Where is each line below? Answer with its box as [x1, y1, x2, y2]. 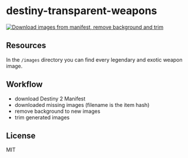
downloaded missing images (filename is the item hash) [14, 101, 150, 108]
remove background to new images [14, 107, 101, 115]
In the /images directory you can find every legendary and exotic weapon [6, 56, 183, 63]
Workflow [6, 79, 43, 89]
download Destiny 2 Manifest [14, 95, 86, 102]
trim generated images [14, 113, 70, 121]
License [6, 130, 36, 140]
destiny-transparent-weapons [6, 4, 157, 18]
